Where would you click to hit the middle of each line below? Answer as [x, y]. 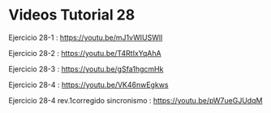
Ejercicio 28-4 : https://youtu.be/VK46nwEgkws [88, 85]
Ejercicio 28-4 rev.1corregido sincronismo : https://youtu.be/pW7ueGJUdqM [135, 100]
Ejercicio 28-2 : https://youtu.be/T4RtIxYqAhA [85, 53]
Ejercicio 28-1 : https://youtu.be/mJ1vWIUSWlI [86, 37]
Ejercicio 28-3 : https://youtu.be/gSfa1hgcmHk [86, 69]
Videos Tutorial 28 [72, 15]
